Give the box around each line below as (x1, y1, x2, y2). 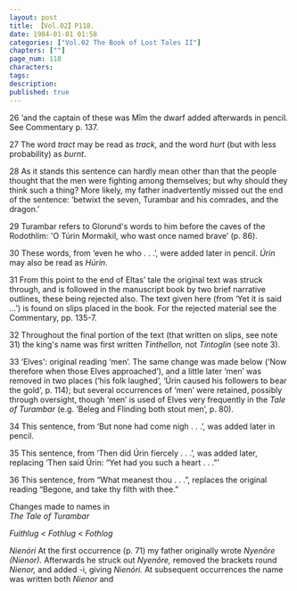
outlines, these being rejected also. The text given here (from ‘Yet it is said (9, 293, 283, 304)
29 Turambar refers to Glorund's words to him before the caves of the (9, 220, 266, 232)
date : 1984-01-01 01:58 (9, 29, 98, 38)
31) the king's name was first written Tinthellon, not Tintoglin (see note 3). (9, 339, 281, 349)
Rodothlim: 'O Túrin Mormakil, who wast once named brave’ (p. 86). (9, 230, 259, 241)
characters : (9, 63, 54, 72)
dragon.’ (9, 203, 40, 214)
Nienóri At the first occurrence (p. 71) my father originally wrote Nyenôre (9, 545, 276, 555)
